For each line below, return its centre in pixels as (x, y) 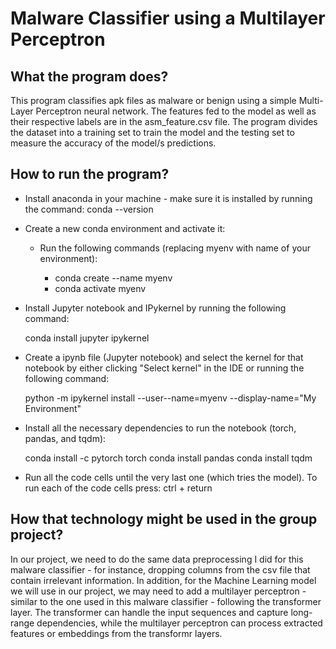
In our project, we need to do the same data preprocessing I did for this (157, 559)
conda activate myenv (100, 288)
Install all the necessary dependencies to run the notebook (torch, (160, 428)
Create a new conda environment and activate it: (125, 228)
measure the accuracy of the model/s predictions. (113, 143)
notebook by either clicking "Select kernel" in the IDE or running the (164, 368)
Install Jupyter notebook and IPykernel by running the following (155, 308)
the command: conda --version (89, 209)
